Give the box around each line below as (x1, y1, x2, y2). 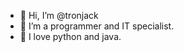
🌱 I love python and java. (19, 31, 122, 42)
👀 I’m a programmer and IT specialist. (19, 20, 175, 32)
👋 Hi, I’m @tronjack (19, 10, 99, 21)
